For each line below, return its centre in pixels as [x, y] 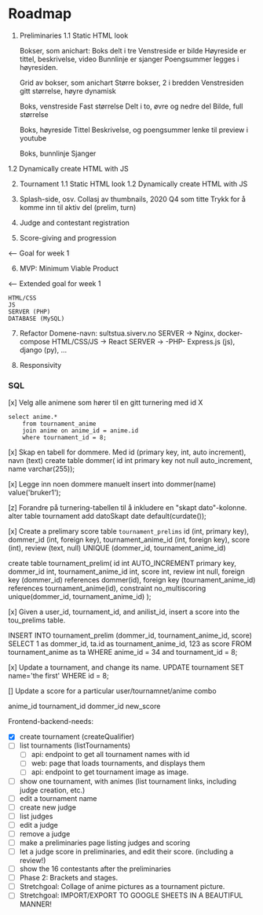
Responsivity [40, 365]
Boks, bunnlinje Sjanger [58, 153]
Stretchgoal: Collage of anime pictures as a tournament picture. [122, 887]
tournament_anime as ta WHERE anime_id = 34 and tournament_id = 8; [123, 652]
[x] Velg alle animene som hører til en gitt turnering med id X [106, 402]
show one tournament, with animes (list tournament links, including [128, 781]
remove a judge [45, 833]
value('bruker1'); [35, 493]
